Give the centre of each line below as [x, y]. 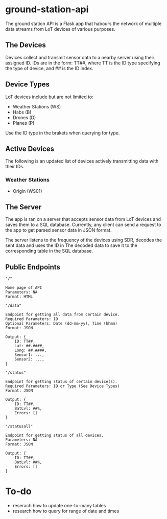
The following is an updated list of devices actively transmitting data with [82, 161]
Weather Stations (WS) [37, 106]
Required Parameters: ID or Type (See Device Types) [63, 386]
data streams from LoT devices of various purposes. [61, 29]
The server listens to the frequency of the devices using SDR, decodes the [84, 240]
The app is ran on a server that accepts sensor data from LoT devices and [83, 219]
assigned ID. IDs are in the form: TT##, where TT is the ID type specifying [83, 63]
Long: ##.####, [31, 351]
